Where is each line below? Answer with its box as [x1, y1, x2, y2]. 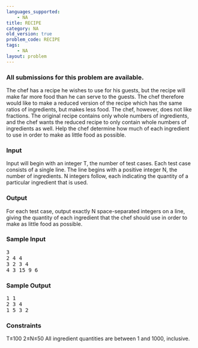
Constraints [6, 322, 42, 330]
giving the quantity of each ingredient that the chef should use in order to [6, 214, 188, 221]
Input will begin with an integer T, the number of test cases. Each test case [6, 160, 191, 167]
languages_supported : [6, 8, 61, 15]
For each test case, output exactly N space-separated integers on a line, [6, 207, 185, 214]
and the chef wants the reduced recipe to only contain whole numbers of [6, 118, 187, 126]
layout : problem [6, 53, 47, 59]
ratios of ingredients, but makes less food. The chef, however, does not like [6, 105, 192, 113]
